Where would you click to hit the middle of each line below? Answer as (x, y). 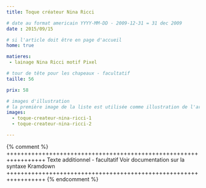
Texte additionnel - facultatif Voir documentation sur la (116, 159)
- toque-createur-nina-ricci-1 (52, 118)
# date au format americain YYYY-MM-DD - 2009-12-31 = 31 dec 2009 (94, 23)
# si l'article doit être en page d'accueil (64, 40)
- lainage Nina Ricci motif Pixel (53, 62)
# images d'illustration (38, 101)
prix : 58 (17, 90)
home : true (20, 46)
